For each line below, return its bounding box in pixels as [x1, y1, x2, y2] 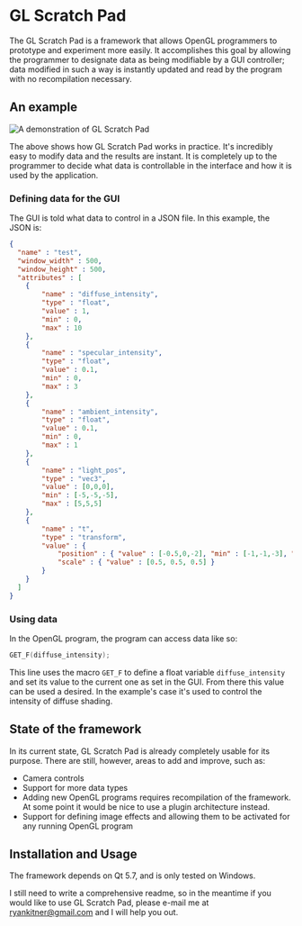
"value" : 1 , [41, 307, 91, 316]
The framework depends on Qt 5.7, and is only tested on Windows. [9, 870, 256, 881]
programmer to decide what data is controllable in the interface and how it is [9, 159, 292, 171]
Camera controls [22, 772, 84, 784]
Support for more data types [22, 782, 129, 793]
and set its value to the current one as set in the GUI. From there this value [9, 676, 285, 687]
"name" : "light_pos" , [41, 466, 127, 475]
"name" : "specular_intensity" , [41, 349, 164, 358]
